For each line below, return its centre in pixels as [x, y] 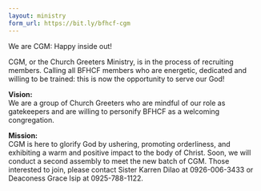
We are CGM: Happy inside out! [60, 46]
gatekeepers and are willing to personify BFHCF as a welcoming [114, 111]
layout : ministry [37, 16]
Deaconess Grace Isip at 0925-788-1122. [76, 178]
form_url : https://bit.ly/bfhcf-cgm [69, 23]
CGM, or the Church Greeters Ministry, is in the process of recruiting [121, 62]
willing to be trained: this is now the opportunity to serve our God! [116, 79]
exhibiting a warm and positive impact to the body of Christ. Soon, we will [130, 152]
